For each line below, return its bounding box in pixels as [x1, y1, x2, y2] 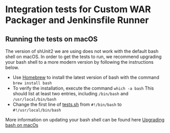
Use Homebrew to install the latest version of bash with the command [12, 74, 159, 80]
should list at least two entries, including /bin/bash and [12, 91, 129, 96]
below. [5, 65, 19, 70]
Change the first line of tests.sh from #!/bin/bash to [12, 101, 122, 108]
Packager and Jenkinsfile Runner [5, 14, 149, 26]
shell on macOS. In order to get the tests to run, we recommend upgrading [5, 54, 162, 60]
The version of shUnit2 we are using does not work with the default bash [5, 48, 159, 54]
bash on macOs [5, 122, 38, 128]
